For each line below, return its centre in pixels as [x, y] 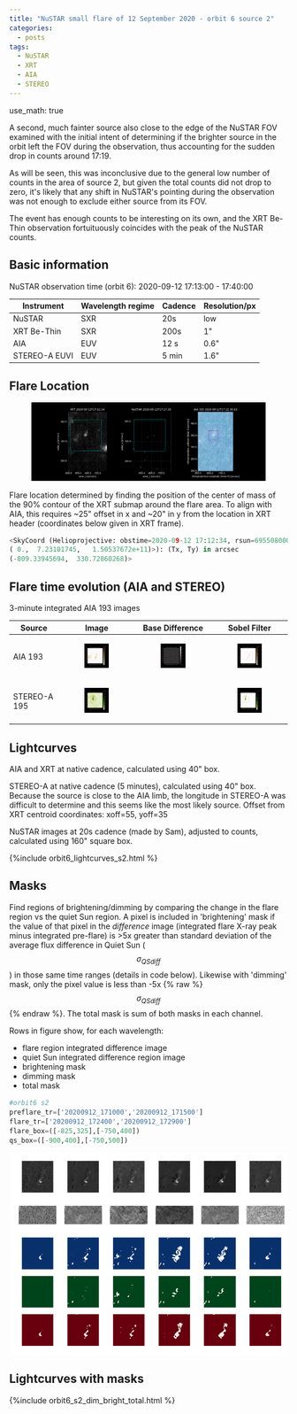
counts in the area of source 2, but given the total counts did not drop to [141, 182]
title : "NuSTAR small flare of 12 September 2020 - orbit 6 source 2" [142, 19]
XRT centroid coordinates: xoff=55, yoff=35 [88, 814]
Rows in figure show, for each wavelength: [87, 1031]
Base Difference [173, 628]
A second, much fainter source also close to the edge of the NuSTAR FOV [143, 127]
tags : [19, 47]
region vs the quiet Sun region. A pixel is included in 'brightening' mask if [142, 916]
